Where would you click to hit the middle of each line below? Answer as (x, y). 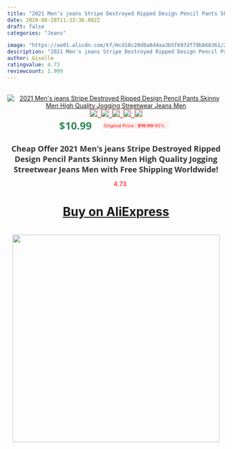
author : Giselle (30, 58)
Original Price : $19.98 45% (134, 125)
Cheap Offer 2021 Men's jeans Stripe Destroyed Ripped (116, 148)
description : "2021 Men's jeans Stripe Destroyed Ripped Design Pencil (112, 52)
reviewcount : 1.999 (35, 71)
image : (17, 46)
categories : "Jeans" (37, 33)
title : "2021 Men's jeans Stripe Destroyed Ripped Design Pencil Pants (112, 13)
